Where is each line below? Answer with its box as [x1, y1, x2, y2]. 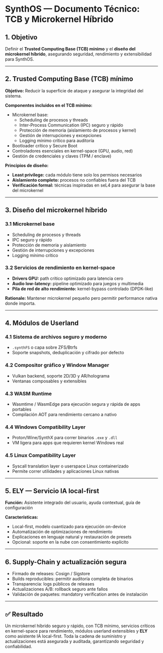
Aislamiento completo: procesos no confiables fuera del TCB [12, 177, 136, 183]
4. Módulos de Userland [5, 319, 79, 327]
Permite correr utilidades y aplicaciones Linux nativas [12, 468, 119, 474]
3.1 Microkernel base [5, 221, 55, 227]
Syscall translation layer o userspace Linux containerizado [12, 463, 129, 469]
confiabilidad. [5, 644, 33, 650]
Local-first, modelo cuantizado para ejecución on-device [12, 524, 126, 530]
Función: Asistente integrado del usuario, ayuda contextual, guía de [5, 499, 141, 506]
